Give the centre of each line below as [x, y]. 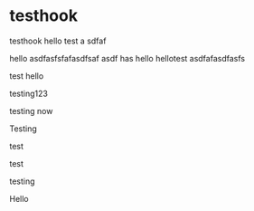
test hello [27, 76]
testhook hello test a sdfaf [58, 41]
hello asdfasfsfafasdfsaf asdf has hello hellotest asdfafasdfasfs [127, 58]
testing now [31, 110]
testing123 [28, 93]
